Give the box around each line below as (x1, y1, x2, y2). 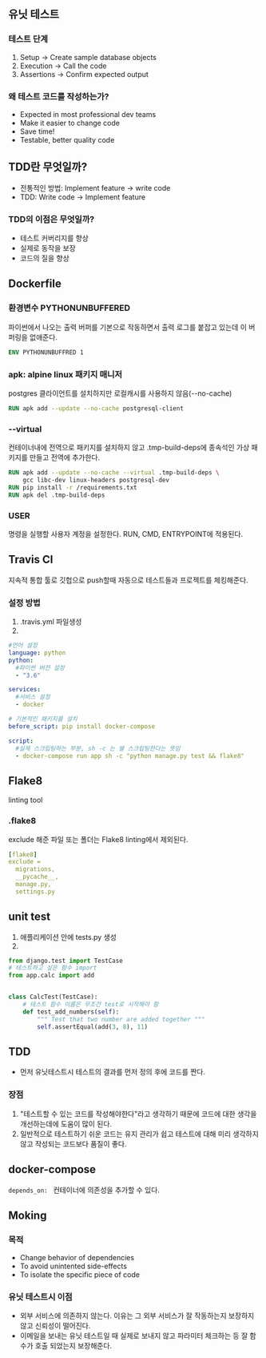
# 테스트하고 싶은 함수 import (8, 964, 97, 972)
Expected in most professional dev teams (19, 109, 157, 119)
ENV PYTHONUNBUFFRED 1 (8, 348, 84, 357)
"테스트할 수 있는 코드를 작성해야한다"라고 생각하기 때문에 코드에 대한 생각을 (19, 1109, 257, 1118)
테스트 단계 (8, 34, 49, 45)
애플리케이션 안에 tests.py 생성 (19, 932, 117, 941)
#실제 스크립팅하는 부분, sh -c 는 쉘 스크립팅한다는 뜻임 (15, 744, 181, 752)
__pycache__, (15, 872, 59, 881)
